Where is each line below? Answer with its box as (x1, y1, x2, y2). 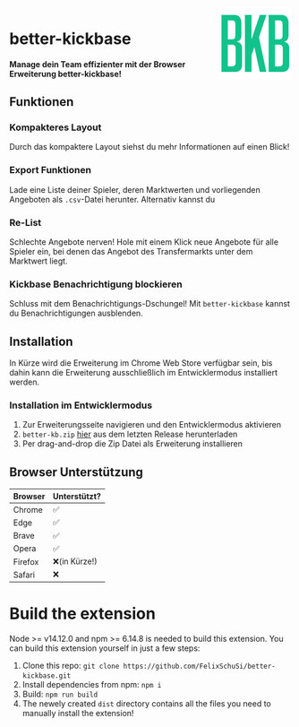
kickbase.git (21, 671, 72, 680)
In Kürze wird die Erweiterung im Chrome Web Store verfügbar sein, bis (9, 358, 273, 368)
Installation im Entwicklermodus (9, 399, 153, 411)
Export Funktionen (9, 164, 92, 177)
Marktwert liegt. (9, 255, 68, 266)
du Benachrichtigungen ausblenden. (9, 307, 143, 319)
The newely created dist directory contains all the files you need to (21, 697, 271, 709)
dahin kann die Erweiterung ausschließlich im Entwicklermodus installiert (9, 368, 278, 378)
